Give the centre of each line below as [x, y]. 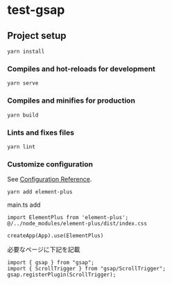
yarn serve [23, 83]
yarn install [26, 51]
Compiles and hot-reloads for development [81, 69]
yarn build [23, 115]
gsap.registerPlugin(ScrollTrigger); [62, 275]
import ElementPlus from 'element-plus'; [68, 218]
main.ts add [24, 205]
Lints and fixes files [41, 132]
